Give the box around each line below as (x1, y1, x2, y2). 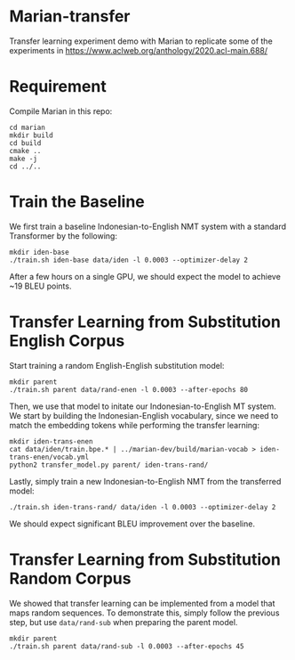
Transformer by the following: (9, 230, 118, 241)
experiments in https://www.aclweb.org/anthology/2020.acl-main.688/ (9, 45, 268, 55)
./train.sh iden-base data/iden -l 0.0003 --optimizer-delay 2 (9, 256, 249, 265)
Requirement (9, 77, 107, 97)
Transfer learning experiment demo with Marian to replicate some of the (9, 36, 273, 46)
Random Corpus (9, 568, 132, 589)
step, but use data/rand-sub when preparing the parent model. (9, 616, 238, 627)
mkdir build (9, 131, 53, 140)
